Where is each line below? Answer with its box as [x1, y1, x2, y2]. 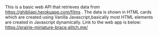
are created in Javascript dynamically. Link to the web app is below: [5, 19, 141, 25]
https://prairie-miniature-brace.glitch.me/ [5, 24, 88, 30]
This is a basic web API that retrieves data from [5, 4, 100, 10]
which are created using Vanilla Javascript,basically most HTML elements [5, 14, 153, 20]
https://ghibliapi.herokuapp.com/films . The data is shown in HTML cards [5, 9, 152, 15]
